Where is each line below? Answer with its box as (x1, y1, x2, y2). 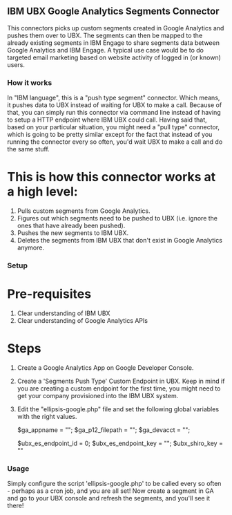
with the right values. (17, 412, 77, 420)
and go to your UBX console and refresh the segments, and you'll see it (7, 494, 211, 503)
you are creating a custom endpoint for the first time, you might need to (17, 384, 221, 393)
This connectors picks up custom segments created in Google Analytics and (7, 24, 224, 32)
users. (7, 60, 26, 68)
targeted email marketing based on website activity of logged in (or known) (7, 53, 221, 62)
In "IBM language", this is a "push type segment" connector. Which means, (7, 93, 220, 102)
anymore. (17, 243, 45, 252)
